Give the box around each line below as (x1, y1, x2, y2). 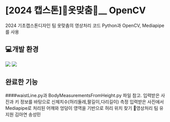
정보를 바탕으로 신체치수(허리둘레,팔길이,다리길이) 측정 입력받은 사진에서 (20, 99, 164, 105)
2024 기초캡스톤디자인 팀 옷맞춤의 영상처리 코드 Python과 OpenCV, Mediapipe (5, 22, 164, 28)
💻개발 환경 (5, 45, 39, 54)
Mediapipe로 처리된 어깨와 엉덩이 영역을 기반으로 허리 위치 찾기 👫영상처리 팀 (5, 105, 158, 111)
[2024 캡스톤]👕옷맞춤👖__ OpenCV (5, 5, 146, 16)
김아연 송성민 (14, 111, 41, 117)
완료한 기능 (5, 78, 38, 86)
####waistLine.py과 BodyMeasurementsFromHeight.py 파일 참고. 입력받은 (5, 92, 160, 98)
